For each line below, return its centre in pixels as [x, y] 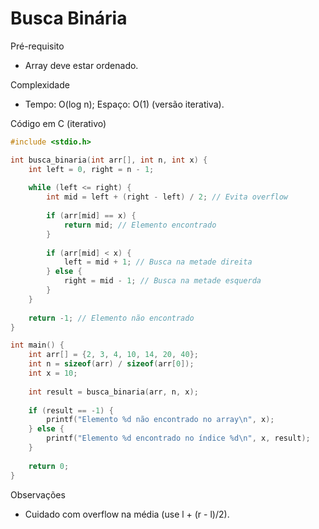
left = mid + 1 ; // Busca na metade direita [158, 262]
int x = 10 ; [53, 373]
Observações [38, 494]
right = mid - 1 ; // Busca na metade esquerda [162, 281]
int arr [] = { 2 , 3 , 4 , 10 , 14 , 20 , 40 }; [113, 355]
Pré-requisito [37, 46]
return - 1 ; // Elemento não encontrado [111, 318]
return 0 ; [49, 466]
